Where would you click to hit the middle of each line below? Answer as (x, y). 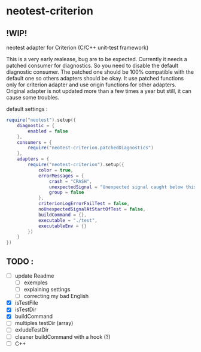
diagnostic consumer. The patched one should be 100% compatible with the (100, 72)
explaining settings (47, 290)
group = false (66, 192)
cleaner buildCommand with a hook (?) (63, 336)
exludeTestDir (32, 330)
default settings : (27, 109)
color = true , (56, 170)
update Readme (34, 276)
